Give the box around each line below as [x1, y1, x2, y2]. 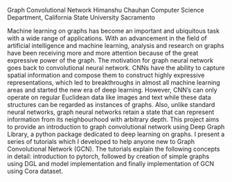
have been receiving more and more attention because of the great [7, 49, 199, 57]
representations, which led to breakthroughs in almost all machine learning [7, 78, 220, 86]
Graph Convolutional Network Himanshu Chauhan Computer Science [7, 6, 204, 14]
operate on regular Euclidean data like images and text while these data [7, 93, 211, 101]
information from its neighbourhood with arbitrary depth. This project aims [7, 115, 220, 124]
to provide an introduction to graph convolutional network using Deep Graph [7, 123, 225, 131]
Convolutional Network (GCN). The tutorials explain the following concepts [7, 145, 220, 153]
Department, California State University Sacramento [7, 13, 156, 22]
